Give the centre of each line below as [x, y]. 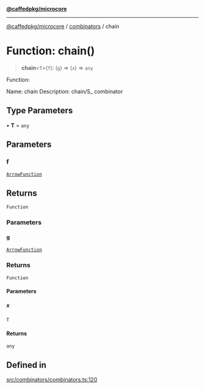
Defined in [27, 365]
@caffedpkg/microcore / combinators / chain [63, 26]
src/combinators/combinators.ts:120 [52, 380]
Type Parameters [40, 111]
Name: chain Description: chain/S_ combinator [65, 91]
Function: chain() [51, 51]
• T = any [18, 125]
